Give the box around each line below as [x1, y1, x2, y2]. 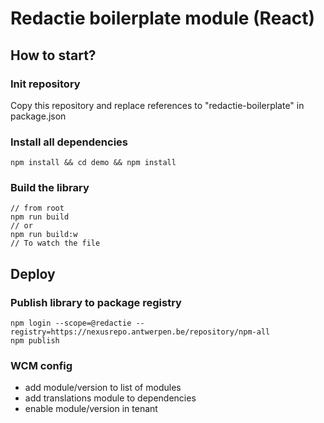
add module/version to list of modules [24, 382, 182, 394]
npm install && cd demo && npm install [10, 158, 177, 168]
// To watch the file [10, 238, 101, 249]
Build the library [10, 181, 90, 195]
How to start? [10, 47, 97, 64]
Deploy [10, 265, 56, 282]
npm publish [10, 336, 60, 346]
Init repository [10, 77, 81, 91]
